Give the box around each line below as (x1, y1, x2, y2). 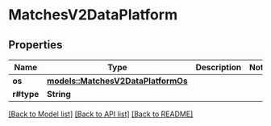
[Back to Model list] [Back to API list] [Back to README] (8, 109, 194, 119)
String (47, 89, 71, 99)
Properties (8, 38, 63, 52)
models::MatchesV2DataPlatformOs (47, 75, 188, 86)
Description (195, 62, 242, 73)
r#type (12, 89, 40, 99)
